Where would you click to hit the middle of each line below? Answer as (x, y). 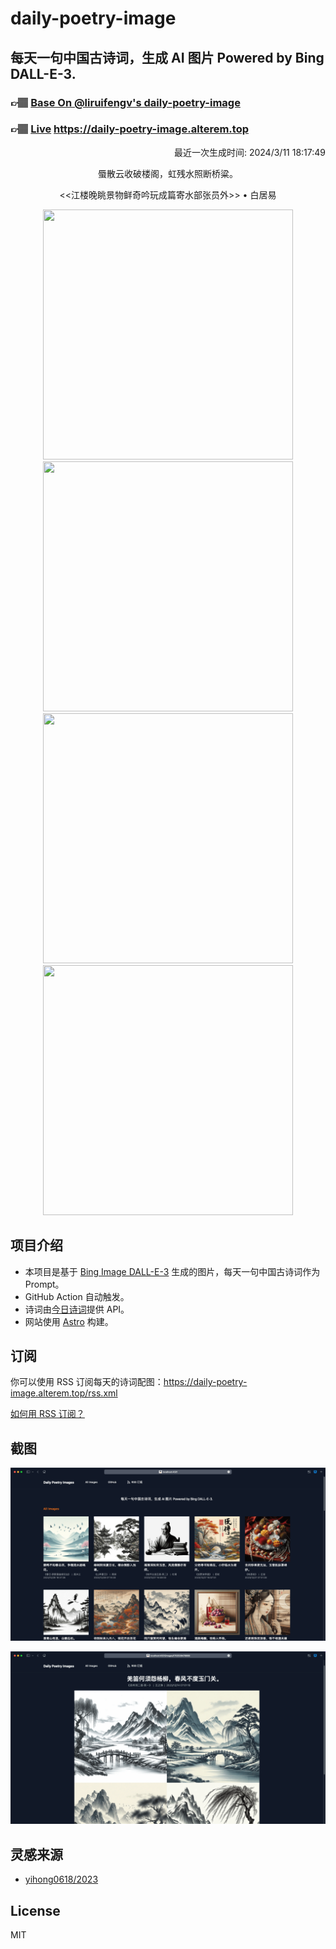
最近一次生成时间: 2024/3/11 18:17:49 (249, 152)
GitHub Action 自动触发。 (77, 1296)
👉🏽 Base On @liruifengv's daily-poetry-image (125, 102)
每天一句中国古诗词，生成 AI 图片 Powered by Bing (167, 57)
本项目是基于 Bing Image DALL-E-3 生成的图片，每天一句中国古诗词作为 (172, 1271)
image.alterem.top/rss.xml (64, 1393)
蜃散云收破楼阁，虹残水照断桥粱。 (168, 173)
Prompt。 (44, 1284)
